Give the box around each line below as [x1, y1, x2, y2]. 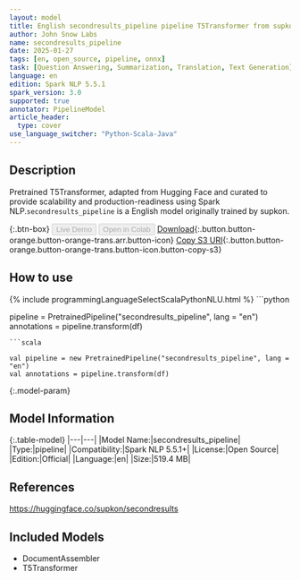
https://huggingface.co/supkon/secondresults [9, 503, 179, 515]
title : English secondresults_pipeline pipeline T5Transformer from [9, 21, 270, 30]
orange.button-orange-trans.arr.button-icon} [9, 235, 174, 245]
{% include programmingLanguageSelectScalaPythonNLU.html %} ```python [9, 294, 290, 304]
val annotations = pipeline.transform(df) [9, 369, 170, 379]
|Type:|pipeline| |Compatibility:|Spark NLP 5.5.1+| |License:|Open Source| [9, 444, 279, 455]
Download [156, 223, 195, 234]
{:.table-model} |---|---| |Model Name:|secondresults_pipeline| [9, 435, 241, 446]
